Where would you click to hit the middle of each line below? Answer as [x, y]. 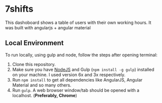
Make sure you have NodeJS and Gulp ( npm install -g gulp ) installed [83, 69]
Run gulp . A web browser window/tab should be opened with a [76, 90]
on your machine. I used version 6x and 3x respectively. [69, 75]
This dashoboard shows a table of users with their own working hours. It [78, 22]
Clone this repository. [34, 64]
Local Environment [34, 43]
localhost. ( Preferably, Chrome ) [45, 95]
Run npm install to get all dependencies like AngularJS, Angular [77, 80]
